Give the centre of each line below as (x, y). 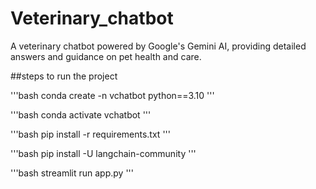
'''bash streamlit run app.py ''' (72, 173)
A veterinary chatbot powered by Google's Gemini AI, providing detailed (158, 46)
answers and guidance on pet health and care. (106, 56)
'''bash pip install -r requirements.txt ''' (90, 134)
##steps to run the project (64, 76)
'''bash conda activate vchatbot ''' (81, 114)
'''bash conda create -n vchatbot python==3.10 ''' (112, 95)
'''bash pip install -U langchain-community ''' (103, 153)
